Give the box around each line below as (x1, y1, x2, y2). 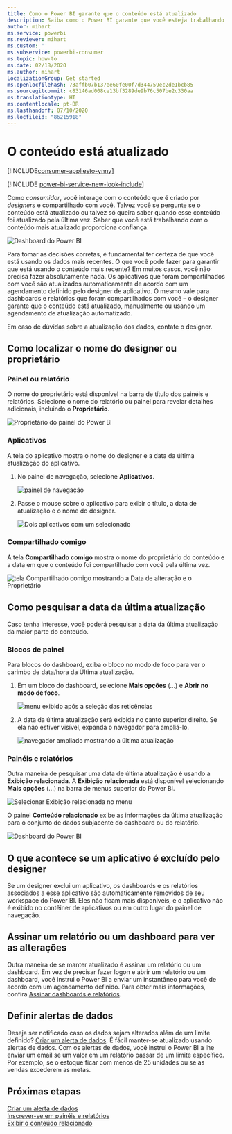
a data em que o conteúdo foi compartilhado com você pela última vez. (7, 560, 211, 568)
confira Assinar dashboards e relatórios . (7, 989, 122, 998)
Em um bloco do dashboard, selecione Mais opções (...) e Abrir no (17, 681, 209, 689)
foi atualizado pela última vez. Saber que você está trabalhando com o (7, 215, 208, 224)
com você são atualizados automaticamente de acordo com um (7, 279, 188, 288)
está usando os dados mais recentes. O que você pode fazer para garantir (7, 257, 220, 265)
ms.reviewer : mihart (7, 36, 67, 43)
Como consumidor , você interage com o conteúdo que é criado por (7, 193, 199, 202)
